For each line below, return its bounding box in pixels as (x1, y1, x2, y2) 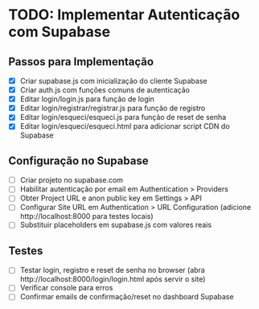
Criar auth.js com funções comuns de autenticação (19, 85, 191, 95)
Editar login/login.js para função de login (19, 94, 155, 104)
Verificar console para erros (19, 283, 113, 293)
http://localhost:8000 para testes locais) (19, 212, 154, 221)
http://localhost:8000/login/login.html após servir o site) (19, 274, 206, 284)
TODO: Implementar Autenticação (8, 6, 240, 24)
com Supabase (8, 23, 111, 41)
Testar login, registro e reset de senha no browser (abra (19, 266, 205, 275)
